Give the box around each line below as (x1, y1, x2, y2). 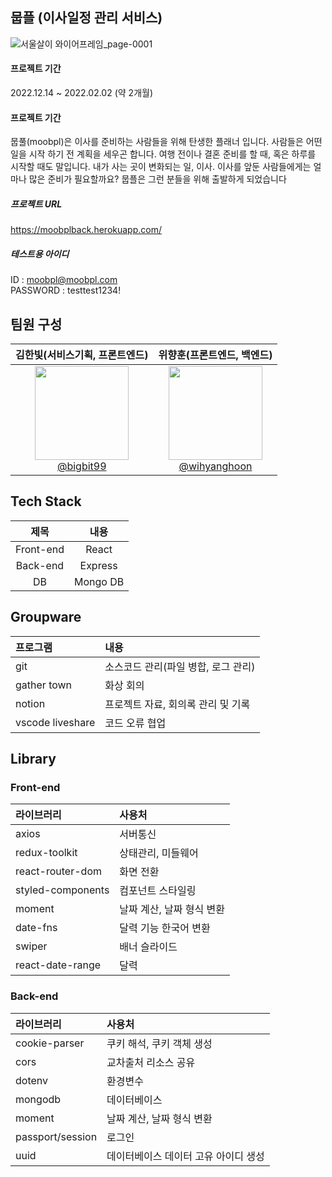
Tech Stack (10, 493, 82, 510)
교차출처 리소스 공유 (106, 1055, 196, 1069)
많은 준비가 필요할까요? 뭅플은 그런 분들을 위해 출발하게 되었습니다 (28, 173, 287, 185)
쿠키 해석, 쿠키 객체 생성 (106, 1036, 213, 1050)
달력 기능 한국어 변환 (119, 921, 211, 935)
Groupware (10, 609, 82, 626)
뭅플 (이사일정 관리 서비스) (10, 9, 163, 27)
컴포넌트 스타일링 (119, 884, 197, 898)
